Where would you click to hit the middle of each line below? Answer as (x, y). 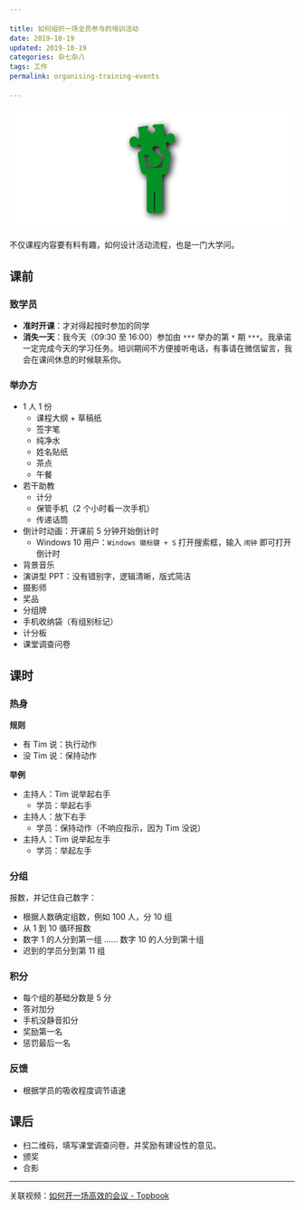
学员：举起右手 (64, 805)
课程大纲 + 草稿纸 (69, 418)
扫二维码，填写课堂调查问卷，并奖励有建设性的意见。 (122, 1145)
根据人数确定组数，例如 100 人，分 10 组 (97, 917)
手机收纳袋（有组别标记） (70, 622)
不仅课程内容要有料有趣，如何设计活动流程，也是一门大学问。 (124, 245)
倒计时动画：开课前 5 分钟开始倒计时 (90, 531)
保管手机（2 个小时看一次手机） (95, 509)
